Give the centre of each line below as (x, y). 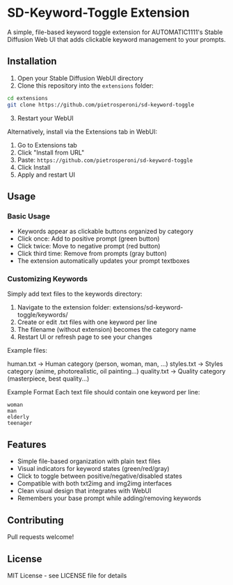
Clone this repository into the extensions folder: (86, 86)
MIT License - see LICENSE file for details (67, 575)
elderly (18, 417)
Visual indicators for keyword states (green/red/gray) (93, 469)
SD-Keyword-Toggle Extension (98, 13)
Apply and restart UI (46, 175)
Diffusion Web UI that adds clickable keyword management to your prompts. (116, 39)
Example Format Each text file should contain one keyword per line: (104, 392)
